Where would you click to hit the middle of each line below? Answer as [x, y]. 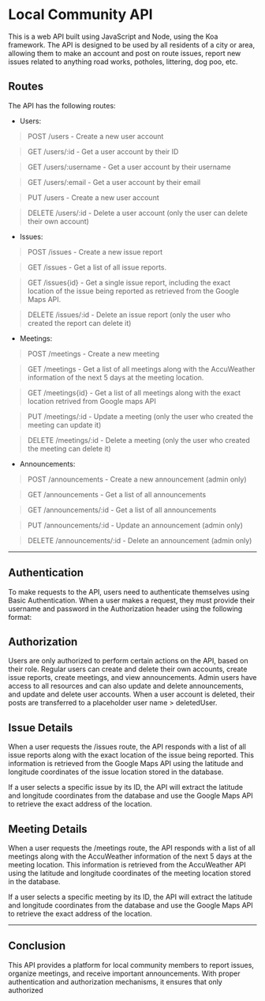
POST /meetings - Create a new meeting [93, 353]
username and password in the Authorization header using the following [125, 608]
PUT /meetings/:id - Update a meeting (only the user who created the [140, 416]
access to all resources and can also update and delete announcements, [126, 686]
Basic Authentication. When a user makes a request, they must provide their [132, 600]
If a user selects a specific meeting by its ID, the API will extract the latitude [130, 897]
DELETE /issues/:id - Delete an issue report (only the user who [129, 315]
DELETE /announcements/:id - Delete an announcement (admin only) [140, 540]
